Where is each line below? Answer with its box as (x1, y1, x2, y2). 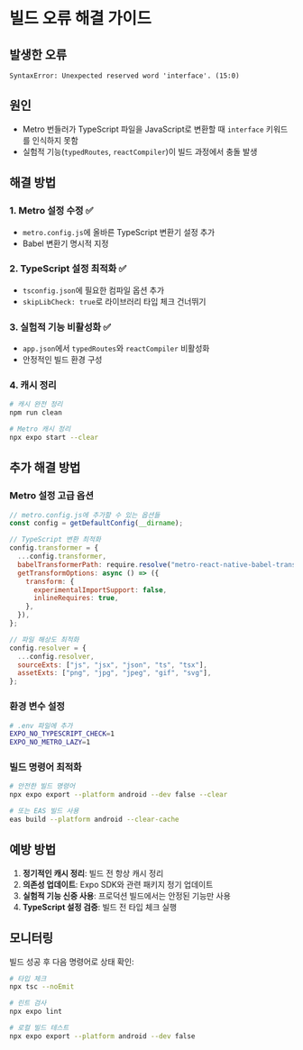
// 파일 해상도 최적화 (9, 635, 79, 644)
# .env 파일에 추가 (9, 721, 73, 730)
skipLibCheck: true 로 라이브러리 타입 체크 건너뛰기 (22, 296, 207, 306)
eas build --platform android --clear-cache (9, 815, 179, 825)
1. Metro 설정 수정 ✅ (9, 205, 94, 217)
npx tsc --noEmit (9, 982, 75, 991)
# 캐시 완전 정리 (9, 400, 63, 409)
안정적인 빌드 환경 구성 (22, 354, 103, 365)
